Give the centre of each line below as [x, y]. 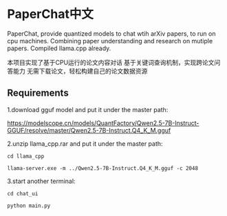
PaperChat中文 [51, 14]
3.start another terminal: [41, 181]
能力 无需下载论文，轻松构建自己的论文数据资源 [80, 71]
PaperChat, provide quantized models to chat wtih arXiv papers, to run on [111, 33]
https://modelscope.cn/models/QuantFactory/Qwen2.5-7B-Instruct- [103, 123]
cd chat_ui [23, 193]
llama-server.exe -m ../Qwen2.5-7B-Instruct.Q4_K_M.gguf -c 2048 [102, 168]
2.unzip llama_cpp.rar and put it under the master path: [85, 143]
